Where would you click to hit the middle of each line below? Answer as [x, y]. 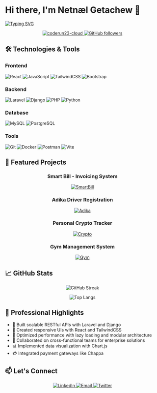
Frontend [16, 66]
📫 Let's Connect [31, 371]
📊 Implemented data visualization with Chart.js [60, 346]
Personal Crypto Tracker [82, 223]
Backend [16, 89]
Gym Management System [82, 246]
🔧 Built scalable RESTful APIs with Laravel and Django [66, 325]
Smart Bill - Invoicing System [82, 176]
